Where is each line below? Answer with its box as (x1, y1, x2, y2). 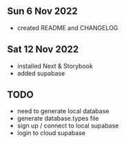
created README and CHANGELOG (17, 23, 118, 32)
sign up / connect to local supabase (17, 121, 119, 130)
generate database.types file (17, 115, 99, 123)
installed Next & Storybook (17, 62, 93, 70)
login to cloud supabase (17, 129, 86, 137)
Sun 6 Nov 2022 (7, 5, 78, 17)
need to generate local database (17, 107, 109, 115)
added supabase (17, 69, 65, 77)
